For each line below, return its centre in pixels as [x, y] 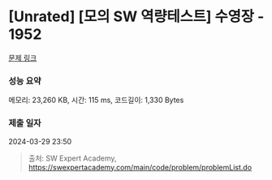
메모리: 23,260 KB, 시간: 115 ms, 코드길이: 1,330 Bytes [96, 100]
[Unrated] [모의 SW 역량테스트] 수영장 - [136, 17]
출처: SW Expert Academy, [72, 158]
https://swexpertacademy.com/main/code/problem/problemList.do [140, 167]
